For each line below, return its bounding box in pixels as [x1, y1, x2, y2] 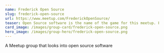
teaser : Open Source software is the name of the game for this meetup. [5, 20, 156, 26]
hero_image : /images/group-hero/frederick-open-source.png [5, 29, 128, 34]
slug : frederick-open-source [5, 12, 64, 16]
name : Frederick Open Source [5, 7, 64, 12]
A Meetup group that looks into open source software [5, 43, 113, 48]
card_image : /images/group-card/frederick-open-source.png [5, 25, 128, 30]
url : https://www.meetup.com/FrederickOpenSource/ [5, 16, 110, 21]
